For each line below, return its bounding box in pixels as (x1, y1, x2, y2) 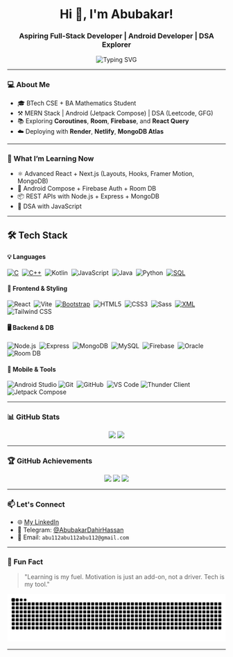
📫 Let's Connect (7, 499, 65, 509)
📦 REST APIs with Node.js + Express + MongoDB (17, 192, 159, 200)
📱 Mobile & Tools (7, 365, 56, 373)
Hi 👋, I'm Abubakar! (60, 6, 173, 22)
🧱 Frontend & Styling (7, 285, 68, 293)
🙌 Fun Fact (7, 557, 44, 567)
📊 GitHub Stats (7, 412, 60, 422)
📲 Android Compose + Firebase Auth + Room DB (17, 184, 157, 193)
